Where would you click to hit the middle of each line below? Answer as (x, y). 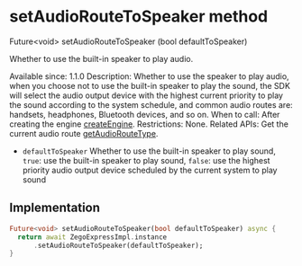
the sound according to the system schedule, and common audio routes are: (151, 104)
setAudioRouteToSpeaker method (139, 17)
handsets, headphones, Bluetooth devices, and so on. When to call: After (145, 114)
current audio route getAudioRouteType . (84, 133)
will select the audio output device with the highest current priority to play (146, 95)
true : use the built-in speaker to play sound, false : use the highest (146, 160)
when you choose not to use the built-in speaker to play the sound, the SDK (150, 85)
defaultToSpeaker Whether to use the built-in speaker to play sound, (149, 151)
